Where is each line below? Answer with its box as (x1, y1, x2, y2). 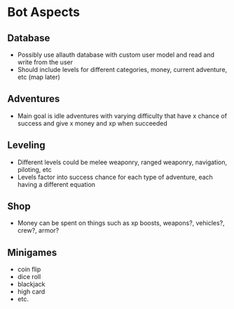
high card (17, 287, 46, 296)
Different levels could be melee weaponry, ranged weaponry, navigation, (17, 158, 228, 166)
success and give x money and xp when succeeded (17, 119, 168, 127)
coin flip (17, 265, 41, 273)
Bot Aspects (7, 4, 81, 20)
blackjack (17, 280, 46, 289)
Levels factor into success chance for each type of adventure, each (17, 173, 214, 181)
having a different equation (17, 180, 96, 189)
